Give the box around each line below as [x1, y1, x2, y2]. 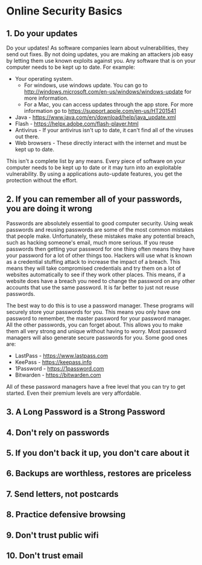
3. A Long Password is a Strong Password [6, 407, 165, 417]
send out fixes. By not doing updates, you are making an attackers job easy [6, 51, 194, 58]
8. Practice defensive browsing [6, 509, 126, 520]
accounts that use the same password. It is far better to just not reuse [6, 284, 179, 291]
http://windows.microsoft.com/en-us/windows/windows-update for [24, 88, 192, 95]
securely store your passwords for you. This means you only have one [6, 308, 181, 315]
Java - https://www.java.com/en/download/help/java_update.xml [14, 113, 176, 121]
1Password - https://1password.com [14, 365, 104, 372]
